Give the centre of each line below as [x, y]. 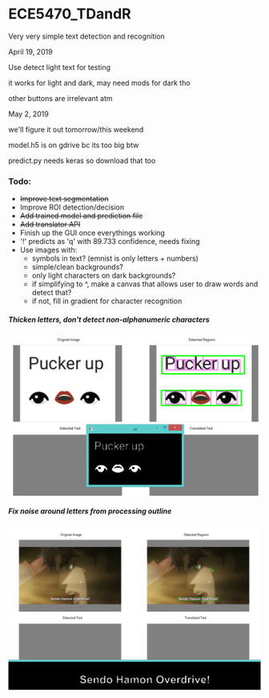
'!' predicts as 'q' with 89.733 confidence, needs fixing [110, 241]
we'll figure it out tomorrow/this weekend [76, 129]
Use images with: [48, 250]
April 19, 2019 [31, 51]
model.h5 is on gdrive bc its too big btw [74, 144]
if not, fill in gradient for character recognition [107, 301]
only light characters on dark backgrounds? [104, 276]
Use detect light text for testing [59, 67]
